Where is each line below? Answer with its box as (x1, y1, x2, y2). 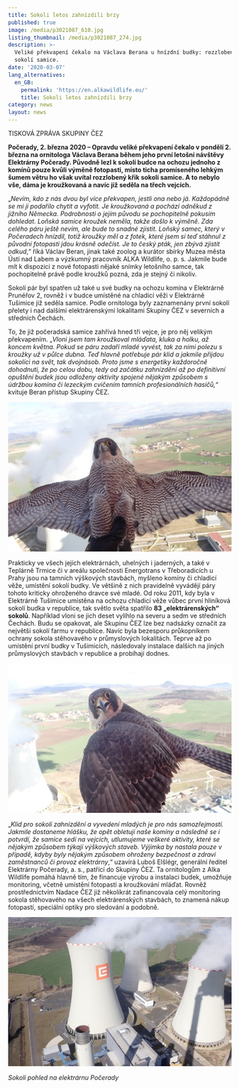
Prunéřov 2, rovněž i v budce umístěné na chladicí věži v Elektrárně (8, 291, 205, 300)
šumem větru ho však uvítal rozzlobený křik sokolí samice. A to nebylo (8, 173, 220, 181)
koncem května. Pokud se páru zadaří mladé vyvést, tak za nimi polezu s (8, 343, 223, 351)
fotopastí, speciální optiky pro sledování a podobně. (8, 902, 160, 912)
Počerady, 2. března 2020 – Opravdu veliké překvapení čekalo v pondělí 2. (8, 143, 231, 151)
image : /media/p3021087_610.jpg (8, 26, 104, 33)
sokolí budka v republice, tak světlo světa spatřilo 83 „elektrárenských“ (8, 603, 219, 612)
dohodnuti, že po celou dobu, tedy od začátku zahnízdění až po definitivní (8, 366, 226, 373)
